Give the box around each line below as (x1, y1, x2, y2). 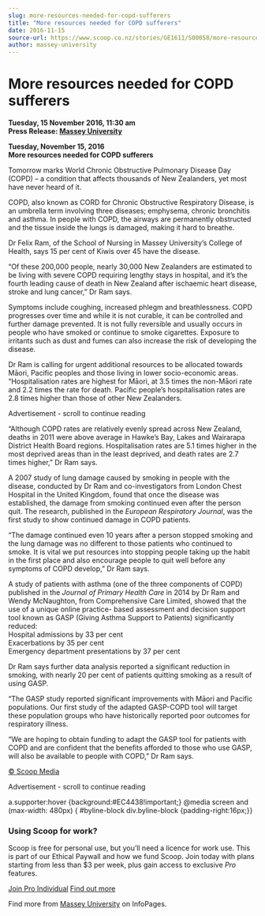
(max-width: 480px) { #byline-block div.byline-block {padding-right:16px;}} (8, 806, 253, 816)
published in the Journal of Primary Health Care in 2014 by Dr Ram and (8, 588, 241, 597)
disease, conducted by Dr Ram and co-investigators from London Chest (8, 482, 242, 491)
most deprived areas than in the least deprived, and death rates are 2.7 (8, 449, 239, 459)
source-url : (8, 33, 47, 42)
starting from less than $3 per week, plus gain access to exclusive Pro (8, 860, 237, 870)
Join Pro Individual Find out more (8, 884, 116, 894)
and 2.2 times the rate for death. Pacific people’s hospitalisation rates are (8, 385, 246, 395)
